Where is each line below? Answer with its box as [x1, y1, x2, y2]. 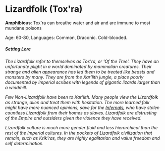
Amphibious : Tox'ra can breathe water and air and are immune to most [5, 20, 151, 26]
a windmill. [5, 84, 27, 90]
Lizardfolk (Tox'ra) [5, 3, 83, 15]
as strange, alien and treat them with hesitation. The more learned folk [5, 99, 150, 105]
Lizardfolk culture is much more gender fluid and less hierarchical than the [5, 124, 158, 130]
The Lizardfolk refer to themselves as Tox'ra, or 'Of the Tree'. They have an [5, 58, 159, 64]
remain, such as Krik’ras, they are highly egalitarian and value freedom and [5, 135, 160, 141]
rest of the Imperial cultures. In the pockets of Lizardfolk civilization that [5, 130, 153, 136]
